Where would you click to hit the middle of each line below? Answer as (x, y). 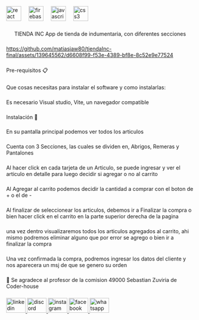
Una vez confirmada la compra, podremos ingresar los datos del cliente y (96, 259)
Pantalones (20, 153)
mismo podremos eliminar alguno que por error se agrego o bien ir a (90, 238)
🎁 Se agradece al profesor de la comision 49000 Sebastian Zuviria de (92, 280)
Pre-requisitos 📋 (27, 70)
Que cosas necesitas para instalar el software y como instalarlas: (86, 87)
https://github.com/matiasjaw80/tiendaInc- (59, 48)
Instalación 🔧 (22, 117)
